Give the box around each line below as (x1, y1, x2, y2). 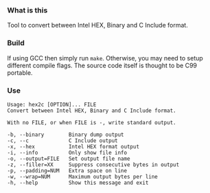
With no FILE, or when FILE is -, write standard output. (7, 119, 176, 126)
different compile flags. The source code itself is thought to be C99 (7, 61, 198, 69)
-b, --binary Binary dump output (7, 131, 125, 138)
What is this (7, 5, 48, 15)
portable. (7, 68, 33, 77)
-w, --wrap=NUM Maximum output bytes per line (7, 173, 158, 180)
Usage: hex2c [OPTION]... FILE (7, 101, 97, 108)
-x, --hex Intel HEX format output (7, 143, 139, 150)
